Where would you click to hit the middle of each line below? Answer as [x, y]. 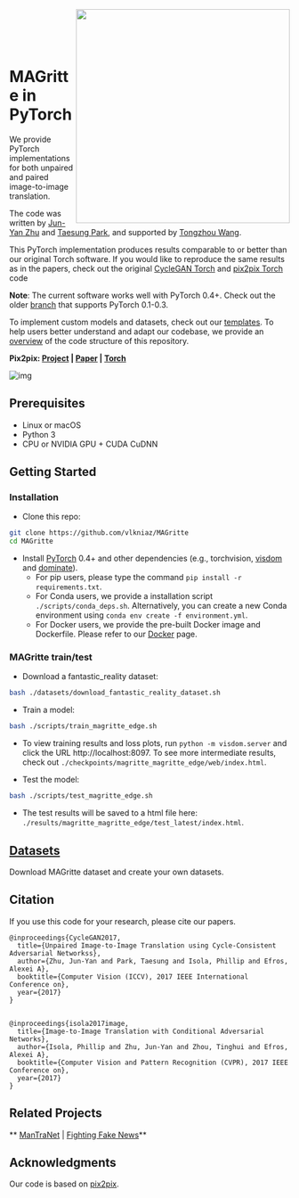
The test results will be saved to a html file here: [110, 813]
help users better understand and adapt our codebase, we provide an [137, 331]
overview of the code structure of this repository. [99, 341]
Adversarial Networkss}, [55, 953]
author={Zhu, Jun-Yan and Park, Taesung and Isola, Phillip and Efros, [153, 961]
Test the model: [51, 780]
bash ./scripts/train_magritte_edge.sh [83, 726]
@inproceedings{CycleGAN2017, [65, 938]
